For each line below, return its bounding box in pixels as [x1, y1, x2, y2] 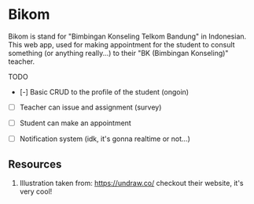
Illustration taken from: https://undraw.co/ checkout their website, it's [19, 178, 244, 187]
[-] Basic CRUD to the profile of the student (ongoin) [19, 87, 190, 96]
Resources [8, 158, 62, 171]
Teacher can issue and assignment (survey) [19, 102, 162, 112]
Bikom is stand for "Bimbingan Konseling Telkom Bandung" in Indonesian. [8, 32, 247, 41]
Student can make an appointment [19, 118, 131, 128]
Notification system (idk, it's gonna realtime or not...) [19, 134, 191, 143]
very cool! [19, 187, 53, 196]
